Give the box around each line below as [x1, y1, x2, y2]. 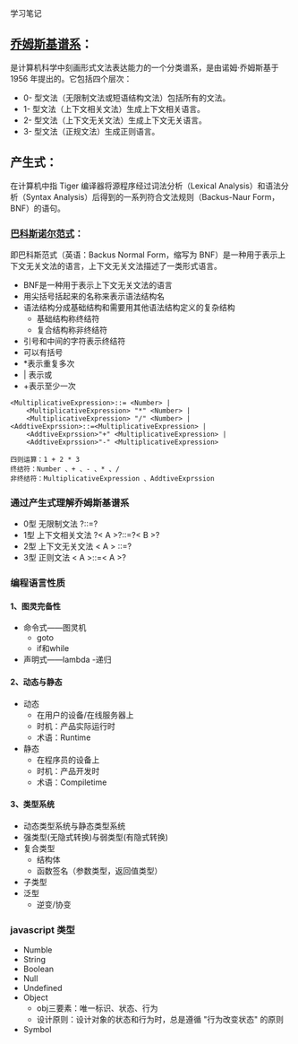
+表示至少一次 [22, 380, 77, 391]
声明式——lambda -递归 [22, 654, 112, 666]
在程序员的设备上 [36, 754, 100, 765]
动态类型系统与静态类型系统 [22, 820, 126, 831]
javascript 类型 [10, 923, 75, 935]
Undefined [22, 983, 63, 994]
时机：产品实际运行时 [36, 720, 115, 731]
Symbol [22, 1024, 52, 1035]
